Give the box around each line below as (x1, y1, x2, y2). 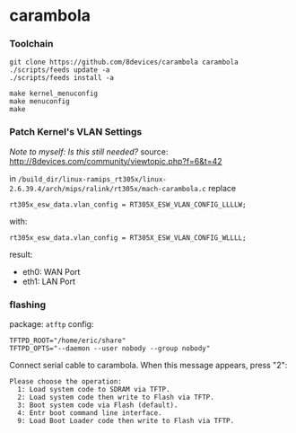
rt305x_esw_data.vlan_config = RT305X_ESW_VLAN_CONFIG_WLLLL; (9, 233, 247, 243)
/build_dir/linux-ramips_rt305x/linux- (17, 174, 168, 184)
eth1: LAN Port (22, 276, 76, 287)
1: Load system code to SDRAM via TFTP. (17, 385, 170, 394)
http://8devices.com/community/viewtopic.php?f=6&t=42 (9, 155, 222, 166)
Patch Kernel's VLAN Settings (9, 126, 143, 138)
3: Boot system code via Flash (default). (17, 401, 178, 410)
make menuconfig (9, 97, 70, 106)
